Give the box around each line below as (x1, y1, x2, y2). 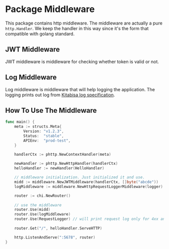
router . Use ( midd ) (14, 207, 51, 212)
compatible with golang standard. (5, 31, 75, 37)
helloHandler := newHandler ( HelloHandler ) (14, 166, 105, 171)
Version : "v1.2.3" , (23, 129, 64, 134)
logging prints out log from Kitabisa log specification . (5, 92, 115, 98)
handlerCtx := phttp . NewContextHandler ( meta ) (14, 152, 112, 157)
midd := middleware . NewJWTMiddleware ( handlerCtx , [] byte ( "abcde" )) (14, 179, 158, 184)
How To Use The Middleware (5, 106, 97, 115)
